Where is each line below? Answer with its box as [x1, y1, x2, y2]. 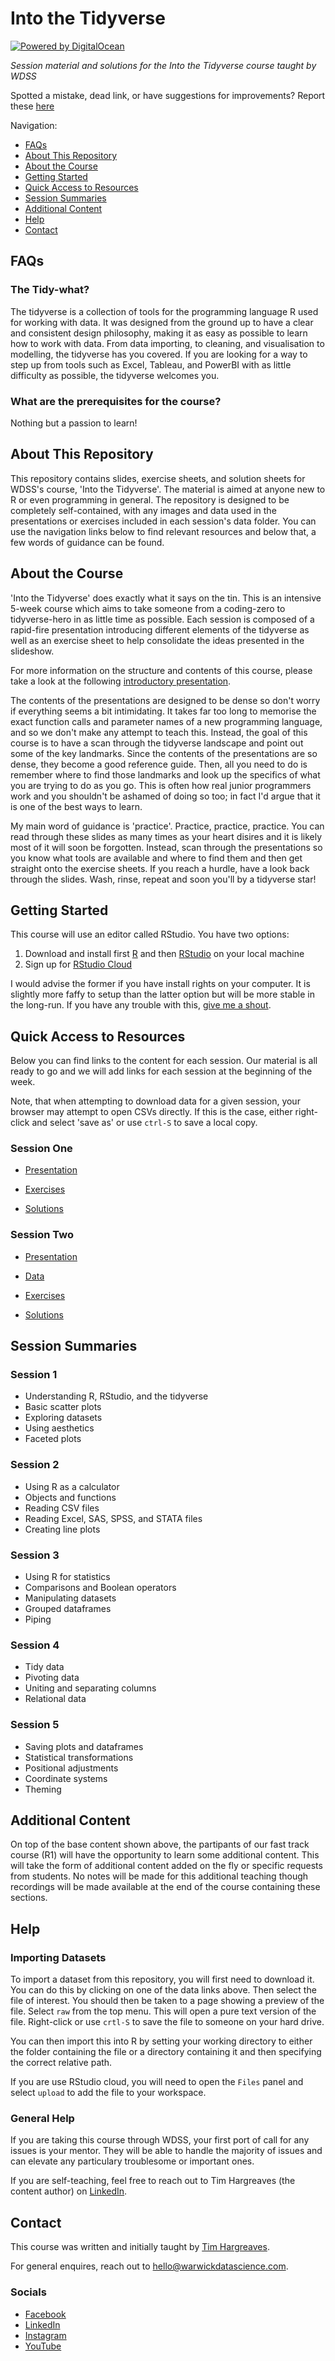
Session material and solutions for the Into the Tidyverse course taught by [10, 59, 317, 71]
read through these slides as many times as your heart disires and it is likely [10, 830, 323, 842]
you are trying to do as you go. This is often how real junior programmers [10, 779, 312, 791]
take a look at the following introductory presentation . [10, 675, 232, 687]
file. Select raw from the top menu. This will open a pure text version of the [10, 2005, 317, 2017]
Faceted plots [24, 1433, 82, 1445]
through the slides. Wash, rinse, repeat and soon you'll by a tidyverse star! [10, 873, 317, 885]
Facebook [24, 2308, 67, 2320]
